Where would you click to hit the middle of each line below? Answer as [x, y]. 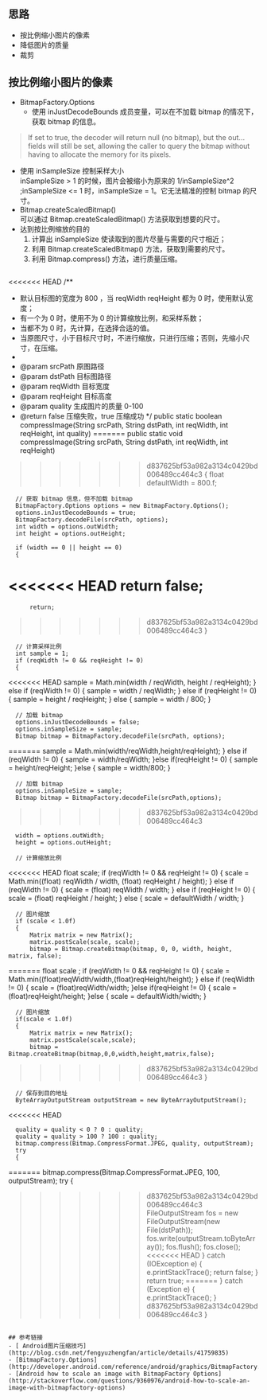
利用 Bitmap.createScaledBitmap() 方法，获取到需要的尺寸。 [130, 248]
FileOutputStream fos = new [193, 1213]
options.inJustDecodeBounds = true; [76, 513]
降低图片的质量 [44, 45]
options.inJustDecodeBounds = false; [78, 722]
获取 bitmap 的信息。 [66, 121]
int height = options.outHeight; [71, 533]
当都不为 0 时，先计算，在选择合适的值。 [87, 328]
